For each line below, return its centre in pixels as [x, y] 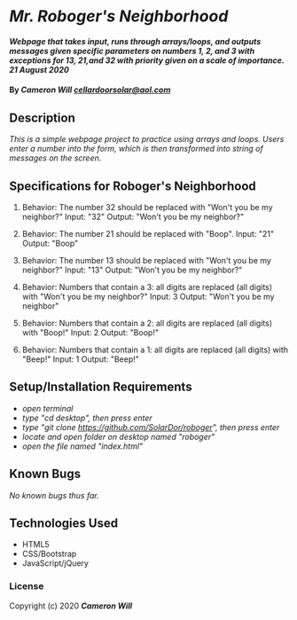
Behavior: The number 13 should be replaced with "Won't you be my [147, 260]
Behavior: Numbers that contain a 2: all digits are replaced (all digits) [147, 323]
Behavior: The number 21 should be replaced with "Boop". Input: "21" [148, 234]
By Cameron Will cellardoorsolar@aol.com [90, 90]
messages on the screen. [55, 158]
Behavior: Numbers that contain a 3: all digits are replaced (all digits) [147, 287]
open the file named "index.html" [82, 446]
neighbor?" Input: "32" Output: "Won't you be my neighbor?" [133, 216]
